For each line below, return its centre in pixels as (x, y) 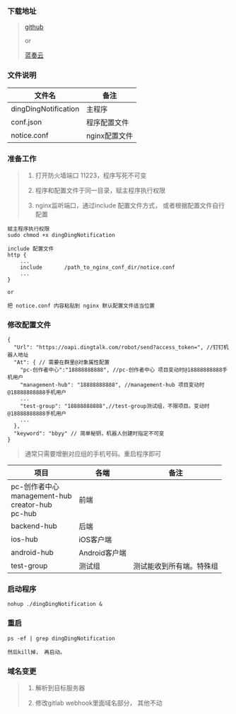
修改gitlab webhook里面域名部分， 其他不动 (99, 703)
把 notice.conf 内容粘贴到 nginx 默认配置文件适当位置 (81, 305)
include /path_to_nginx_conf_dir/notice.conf (98, 267)
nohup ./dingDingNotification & (55, 604)
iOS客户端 (95, 540)
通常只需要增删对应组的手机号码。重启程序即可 (93, 454)
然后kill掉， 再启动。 (36, 652)
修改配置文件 (29, 324)
